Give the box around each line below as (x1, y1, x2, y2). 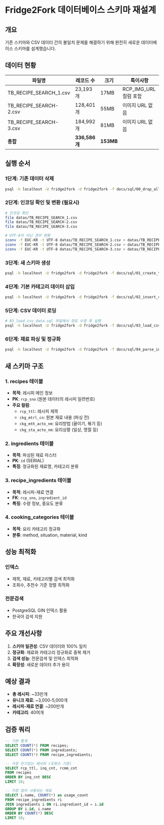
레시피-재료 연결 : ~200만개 (12, 703, 64, 709)
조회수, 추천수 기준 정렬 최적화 (12, 582, 70, 588)
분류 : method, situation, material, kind (12, 532, 87, 538)
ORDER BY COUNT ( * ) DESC (5, 811, 54, 816)
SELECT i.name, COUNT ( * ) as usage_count (5, 793, 89, 798)
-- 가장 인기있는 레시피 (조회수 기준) (5, 761, 72, 766)
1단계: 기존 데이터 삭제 (5, 175, 54, 182)
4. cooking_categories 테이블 (5, 514, 74, 521)
